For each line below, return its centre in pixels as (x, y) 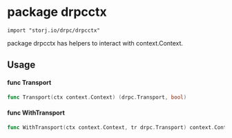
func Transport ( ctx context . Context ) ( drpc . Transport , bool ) (97, 97)
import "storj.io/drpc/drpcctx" (54, 30)
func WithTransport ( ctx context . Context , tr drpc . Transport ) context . (111, 127)
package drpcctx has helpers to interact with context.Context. (95, 43)
